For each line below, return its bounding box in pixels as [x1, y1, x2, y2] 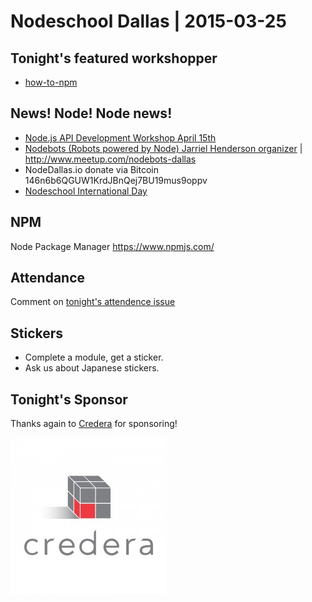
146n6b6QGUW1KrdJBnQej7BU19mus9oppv [24, 174, 208, 186]
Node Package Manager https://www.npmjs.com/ [10, 240, 215, 252]
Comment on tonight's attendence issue [10, 296, 176, 308]
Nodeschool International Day [24, 185, 148, 197]
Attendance [10, 270, 86, 287]
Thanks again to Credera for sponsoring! [10, 418, 178, 430]
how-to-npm [24, 76, 78, 88]
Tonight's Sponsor [10, 391, 128, 408]
